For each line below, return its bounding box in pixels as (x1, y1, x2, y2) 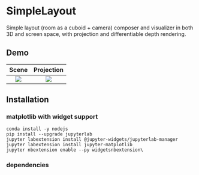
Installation (6, 95, 49, 105)
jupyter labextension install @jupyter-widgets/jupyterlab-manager (6, 137, 179, 143)
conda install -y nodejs (6, 126, 68, 132)
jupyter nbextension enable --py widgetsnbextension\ (6, 147, 144, 153)
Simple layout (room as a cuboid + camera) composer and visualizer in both (6, 24, 194, 31)
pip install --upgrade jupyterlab (6, 131, 93, 137)
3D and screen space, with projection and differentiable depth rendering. (6, 30, 186, 37)
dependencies (6, 161, 49, 169)
